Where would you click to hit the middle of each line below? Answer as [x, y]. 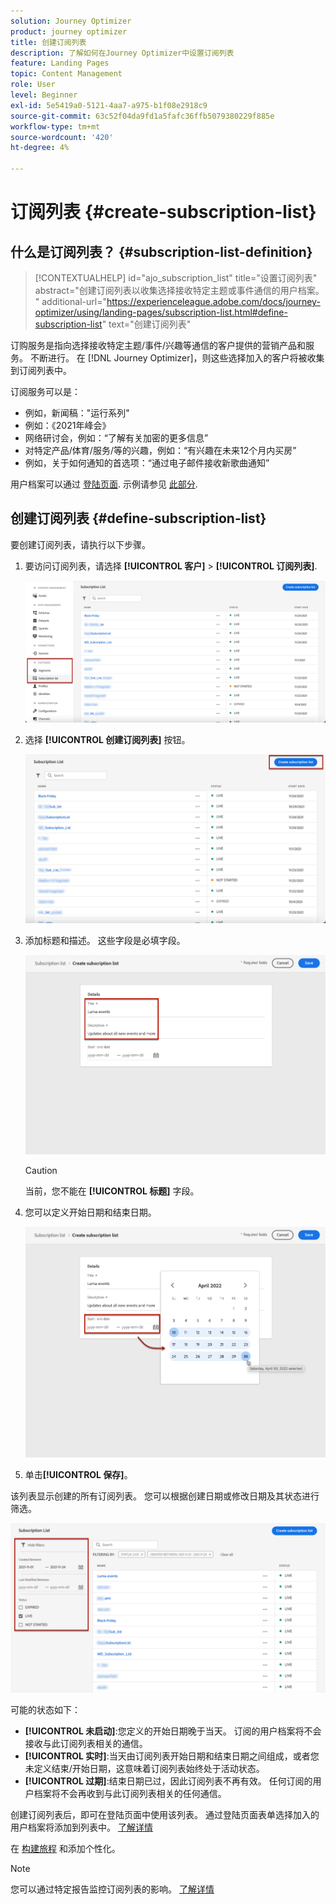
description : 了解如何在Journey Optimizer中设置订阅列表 [122, 53]
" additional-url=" [70, 301]
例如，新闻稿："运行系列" [77, 413]
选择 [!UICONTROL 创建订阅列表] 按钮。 [107, 739]
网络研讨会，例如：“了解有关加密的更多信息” [116, 438]
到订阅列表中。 [41, 370]
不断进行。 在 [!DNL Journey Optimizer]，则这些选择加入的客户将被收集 [177, 358]
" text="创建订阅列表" [146, 324]
